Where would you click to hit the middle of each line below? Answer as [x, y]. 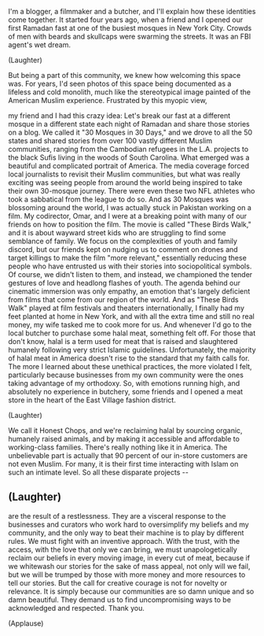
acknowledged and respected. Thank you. [77, 608]
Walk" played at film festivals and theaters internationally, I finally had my [126, 308]
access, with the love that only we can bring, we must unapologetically [123, 549]
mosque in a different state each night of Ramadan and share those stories [129, 124]
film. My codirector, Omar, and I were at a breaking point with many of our [128, 216]
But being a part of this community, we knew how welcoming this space [125, 75]
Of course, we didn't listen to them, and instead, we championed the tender [130, 274]
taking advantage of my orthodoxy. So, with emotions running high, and [124, 383]
